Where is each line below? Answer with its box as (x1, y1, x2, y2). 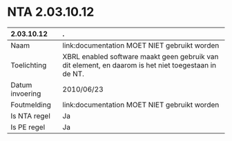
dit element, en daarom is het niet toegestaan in (62, 60, 216, 69)
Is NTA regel (10, 111, 50, 120)
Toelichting (10, 60, 47, 69)
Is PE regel (10, 122, 46, 131)
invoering (10, 89, 41, 98)
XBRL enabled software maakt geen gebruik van (62, 52, 219, 61)
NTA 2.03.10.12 (7, 4, 95, 20)
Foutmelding (10, 100, 52, 109)
